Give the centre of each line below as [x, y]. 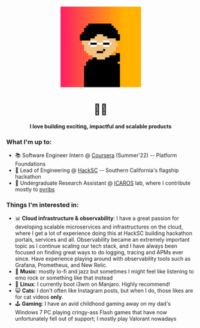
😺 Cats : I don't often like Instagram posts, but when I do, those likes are [104, 291]
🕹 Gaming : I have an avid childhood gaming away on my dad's [93, 304]
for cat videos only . [39, 297]
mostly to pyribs [35, 189]
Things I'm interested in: [43, 205]
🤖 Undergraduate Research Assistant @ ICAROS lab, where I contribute [103, 183]
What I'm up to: [29, 142]
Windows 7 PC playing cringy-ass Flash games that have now [91, 312]
